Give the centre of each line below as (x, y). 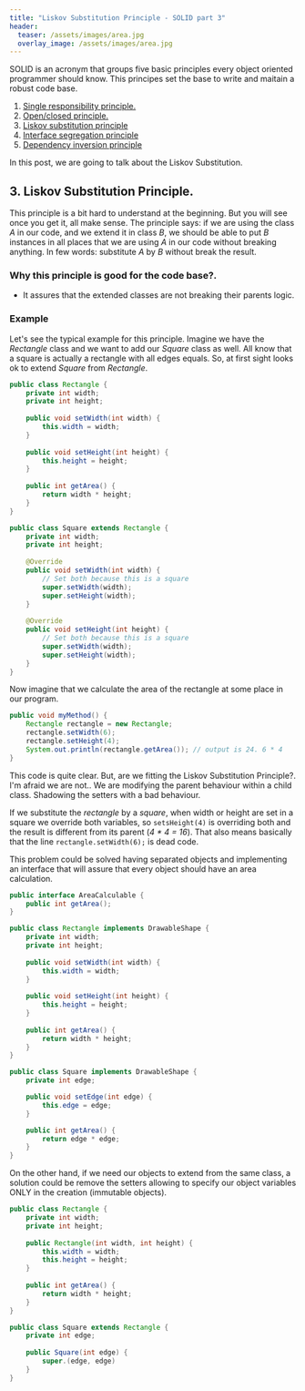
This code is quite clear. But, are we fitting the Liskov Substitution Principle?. (153, 775)
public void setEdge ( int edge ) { (89, 1097)
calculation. (31, 878)
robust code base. (44, 88)
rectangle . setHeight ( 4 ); (73, 742)
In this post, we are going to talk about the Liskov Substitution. (126, 163)
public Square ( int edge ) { (77, 1353)
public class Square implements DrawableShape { (103, 1072)
